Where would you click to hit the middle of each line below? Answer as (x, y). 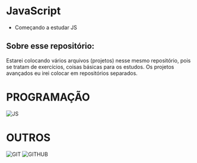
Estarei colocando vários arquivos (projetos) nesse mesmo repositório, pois (99, 60)
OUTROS (28, 137)
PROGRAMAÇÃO (48, 97)
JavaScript (34, 11)
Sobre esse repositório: (50, 46)
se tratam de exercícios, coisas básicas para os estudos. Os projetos (90, 67)
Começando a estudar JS (46, 27)
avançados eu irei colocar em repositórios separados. (72, 73)
